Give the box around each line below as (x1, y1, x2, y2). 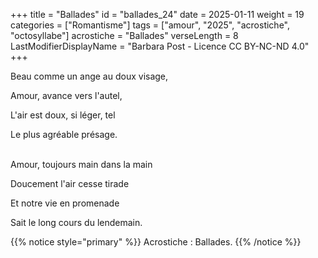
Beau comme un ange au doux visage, (10, 70, 169, 82)
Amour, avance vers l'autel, (10, 90, 123, 101)
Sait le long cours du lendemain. (10, 217, 143, 228)
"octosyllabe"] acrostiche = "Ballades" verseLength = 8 (10, 30, 239, 41)
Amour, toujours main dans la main (10, 159, 153, 170)
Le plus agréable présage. (10, 129, 118, 140)
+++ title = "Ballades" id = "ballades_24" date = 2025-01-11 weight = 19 (10, 9, 305, 20)
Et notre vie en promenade (10, 197, 120, 209)
